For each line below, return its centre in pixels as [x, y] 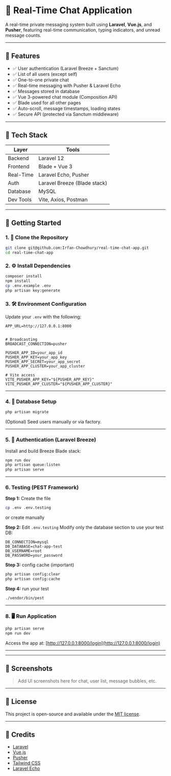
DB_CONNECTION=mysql [27, 542]
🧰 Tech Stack [26, 135]
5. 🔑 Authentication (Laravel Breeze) [51, 440]
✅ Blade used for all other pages [47, 103]
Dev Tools [20, 199]
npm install [18, 281]
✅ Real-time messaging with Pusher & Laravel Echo [67, 85]
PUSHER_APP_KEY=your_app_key [36, 357]
